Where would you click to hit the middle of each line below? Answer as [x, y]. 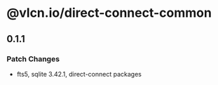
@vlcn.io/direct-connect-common [109, 13]
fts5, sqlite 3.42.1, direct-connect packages [79, 74]
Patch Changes [33, 59]
